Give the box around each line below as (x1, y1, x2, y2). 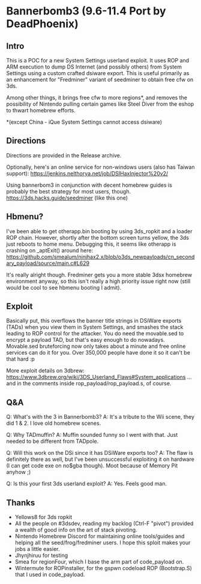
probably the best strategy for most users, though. (6, 187, 131, 195)
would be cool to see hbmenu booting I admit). (6, 284, 122, 291)
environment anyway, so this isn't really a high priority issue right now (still (6, 278, 191, 285)
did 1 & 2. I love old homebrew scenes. (6, 419, 101, 427)
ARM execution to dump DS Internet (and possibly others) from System (6, 63, 182, 70)
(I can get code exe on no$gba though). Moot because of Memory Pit (6, 462, 178, 469)
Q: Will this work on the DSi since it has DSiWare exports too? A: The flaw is (6, 449, 193, 457)
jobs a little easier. (14, 546, 60, 553)
